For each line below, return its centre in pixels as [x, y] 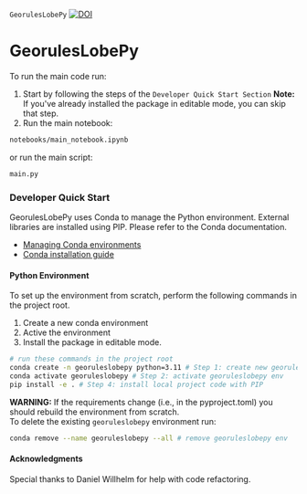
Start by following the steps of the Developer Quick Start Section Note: [159, 94]
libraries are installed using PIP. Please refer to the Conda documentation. [148, 226]
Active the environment [67, 332]
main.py [24, 173]
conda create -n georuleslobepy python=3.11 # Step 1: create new [138, 368]
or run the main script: [51, 157]
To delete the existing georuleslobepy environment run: [113, 421]
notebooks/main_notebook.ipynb [69, 140]
